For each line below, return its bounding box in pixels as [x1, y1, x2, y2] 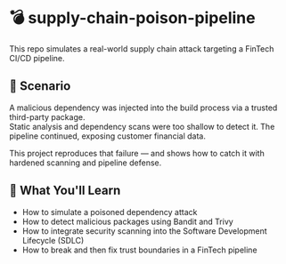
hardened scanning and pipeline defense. [9, 157, 162, 168]
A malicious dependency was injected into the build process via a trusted [9, 102, 278, 113]
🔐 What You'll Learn [9, 183, 121, 198]
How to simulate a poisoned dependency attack [21, 206, 198, 217]
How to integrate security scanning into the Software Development [21, 225, 267, 236]
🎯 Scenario [9, 78, 71, 94]
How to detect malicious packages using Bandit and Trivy [21, 216, 233, 227]
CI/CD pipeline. [9, 52, 65, 63]
